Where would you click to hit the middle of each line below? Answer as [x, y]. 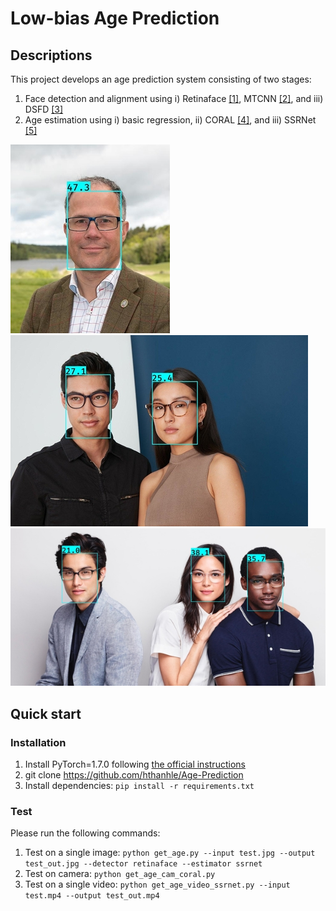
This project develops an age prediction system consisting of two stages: [161, 79]
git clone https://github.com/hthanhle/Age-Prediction [134, 775]
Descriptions [51, 55]
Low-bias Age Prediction [115, 18]
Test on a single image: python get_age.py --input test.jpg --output [170, 853]
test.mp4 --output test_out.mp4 [92, 896]
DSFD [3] [44, 109]
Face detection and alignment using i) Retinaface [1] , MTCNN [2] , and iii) [174, 98]
